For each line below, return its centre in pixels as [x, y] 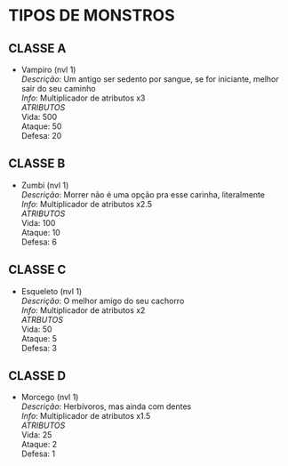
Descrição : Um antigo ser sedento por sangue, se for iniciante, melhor [150, 79]
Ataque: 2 [39, 445]
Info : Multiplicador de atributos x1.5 [86, 416]
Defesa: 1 [38, 454]
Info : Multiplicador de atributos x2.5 [87, 204]
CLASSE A [37, 48]
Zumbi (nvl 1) [45, 185]
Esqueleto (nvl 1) [52, 291]
